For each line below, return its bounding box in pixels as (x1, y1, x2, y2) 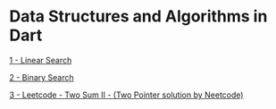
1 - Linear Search (9, 54, 72, 65)
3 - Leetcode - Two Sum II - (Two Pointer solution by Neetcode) (9, 89, 244, 100)
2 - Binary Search (9, 71, 74, 82)
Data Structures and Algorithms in (9, 6, 268, 27)
